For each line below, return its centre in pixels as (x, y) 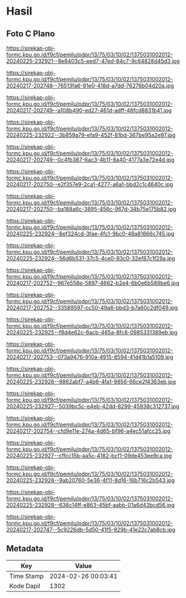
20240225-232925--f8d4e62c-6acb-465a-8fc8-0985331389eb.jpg (92, 332)
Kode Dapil (25, 586)
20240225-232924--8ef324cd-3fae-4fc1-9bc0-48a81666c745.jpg (90, 234)
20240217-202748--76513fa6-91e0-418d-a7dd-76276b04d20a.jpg (90, 86)
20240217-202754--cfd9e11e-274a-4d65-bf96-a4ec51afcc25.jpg (88, 431)
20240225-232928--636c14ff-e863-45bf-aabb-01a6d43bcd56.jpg (91, 505)
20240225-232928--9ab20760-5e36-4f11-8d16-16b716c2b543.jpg (91, 480)
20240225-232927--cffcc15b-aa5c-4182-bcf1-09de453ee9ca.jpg (89, 456)
